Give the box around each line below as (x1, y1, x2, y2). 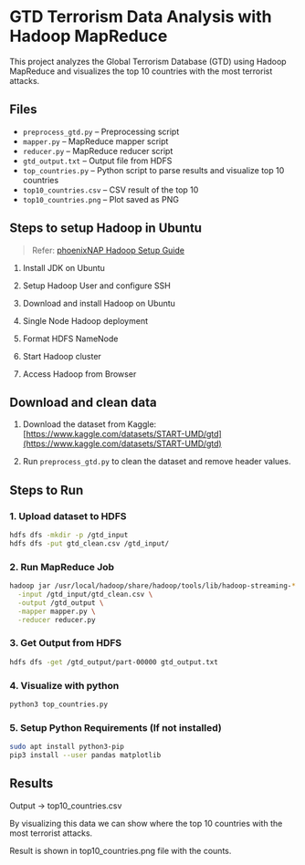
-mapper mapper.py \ (17, 607, 96, 616)
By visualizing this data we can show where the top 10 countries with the (9, 818, 283, 829)
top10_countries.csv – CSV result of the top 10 (22, 184, 199, 195)
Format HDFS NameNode (22, 333, 119, 344)
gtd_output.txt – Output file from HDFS (22, 155, 173, 166)
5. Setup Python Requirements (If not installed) (9, 721, 222, 734)
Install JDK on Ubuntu (22, 262, 105, 273)
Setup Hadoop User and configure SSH (22, 280, 171, 291)
